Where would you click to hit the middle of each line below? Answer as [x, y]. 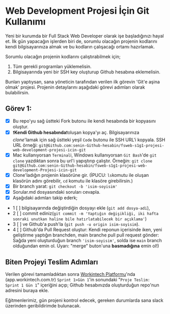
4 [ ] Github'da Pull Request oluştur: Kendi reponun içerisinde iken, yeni [87, 230]
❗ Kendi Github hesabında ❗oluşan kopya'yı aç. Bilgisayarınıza [76, 132]
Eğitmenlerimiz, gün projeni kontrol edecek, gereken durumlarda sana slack [84, 300]
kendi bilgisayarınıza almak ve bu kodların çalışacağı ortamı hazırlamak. [80, 46]
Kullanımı [25, 22]
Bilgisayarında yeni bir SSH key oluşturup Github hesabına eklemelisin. [87, 72]
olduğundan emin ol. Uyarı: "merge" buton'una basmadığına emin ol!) [86, 246]
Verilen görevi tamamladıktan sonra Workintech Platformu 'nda [70, 274]
